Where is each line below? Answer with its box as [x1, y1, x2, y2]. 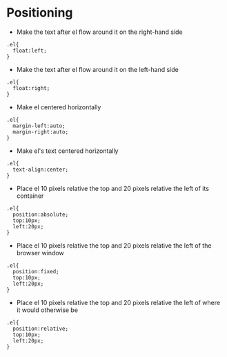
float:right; [12, 84, 50, 91]
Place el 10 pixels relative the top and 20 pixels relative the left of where [16, 298, 221, 306]
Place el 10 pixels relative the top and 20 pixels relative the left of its [16, 184, 210, 192]
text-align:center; [12, 166, 69, 173]
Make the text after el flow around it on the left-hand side [16, 65, 179, 73]
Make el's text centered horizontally [16, 147, 119, 155]
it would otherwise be [16, 306, 79, 314]
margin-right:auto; [12, 128, 69, 136]
